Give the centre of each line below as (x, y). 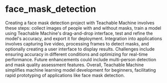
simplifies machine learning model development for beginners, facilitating (81, 70)
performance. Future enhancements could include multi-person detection (81, 59)
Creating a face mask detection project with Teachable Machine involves (80, 23)
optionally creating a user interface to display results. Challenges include (80, 49)
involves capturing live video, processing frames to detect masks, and (77, 43)
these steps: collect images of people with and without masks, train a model (83, 28)
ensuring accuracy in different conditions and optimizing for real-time (77, 54)
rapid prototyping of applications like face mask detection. (65, 75)
